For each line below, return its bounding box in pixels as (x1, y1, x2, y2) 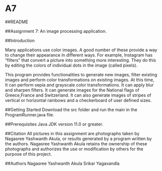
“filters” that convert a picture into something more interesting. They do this (5, 57, 156, 63)
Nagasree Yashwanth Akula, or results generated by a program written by (5, 136, 152, 142)
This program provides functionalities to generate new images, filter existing (5, 71, 158, 77)
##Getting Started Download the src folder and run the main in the (5, 107, 137, 113)
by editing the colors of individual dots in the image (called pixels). (5, 62, 138, 68)
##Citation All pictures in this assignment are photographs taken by (5, 130, 140, 136)
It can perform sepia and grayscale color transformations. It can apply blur (5, 82, 154, 87)
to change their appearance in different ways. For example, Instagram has (5, 52, 153, 58)
